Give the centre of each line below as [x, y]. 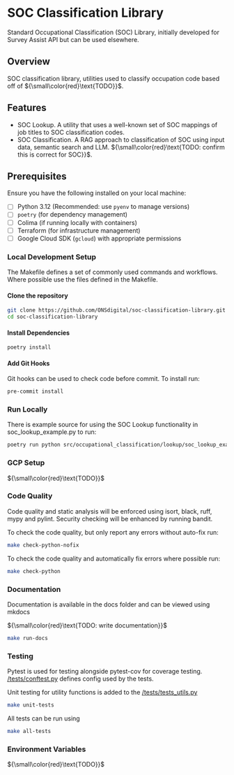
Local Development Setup [52, 256]
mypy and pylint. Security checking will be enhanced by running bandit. [110, 519]
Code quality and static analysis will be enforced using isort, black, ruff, [110, 511]
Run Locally [28, 410]
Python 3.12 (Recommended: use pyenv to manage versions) [103, 207]
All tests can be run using [44, 718]
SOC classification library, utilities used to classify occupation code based [114, 78]
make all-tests [29, 731]
